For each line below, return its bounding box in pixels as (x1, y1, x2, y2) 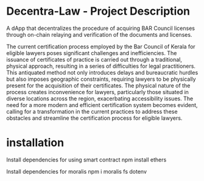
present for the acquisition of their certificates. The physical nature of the (6, 81, 191, 89)
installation (6, 136, 65, 150)
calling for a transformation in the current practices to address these (6, 108, 178, 115)
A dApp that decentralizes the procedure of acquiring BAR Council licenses (6, 24, 195, 32)
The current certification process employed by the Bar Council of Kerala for (6, 43, 196, 50)
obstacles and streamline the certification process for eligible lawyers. (6, 114, 183, 122)
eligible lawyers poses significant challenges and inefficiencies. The (6, 49, 177, 56)
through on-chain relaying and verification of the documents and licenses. (6, 31, 192, 38)
